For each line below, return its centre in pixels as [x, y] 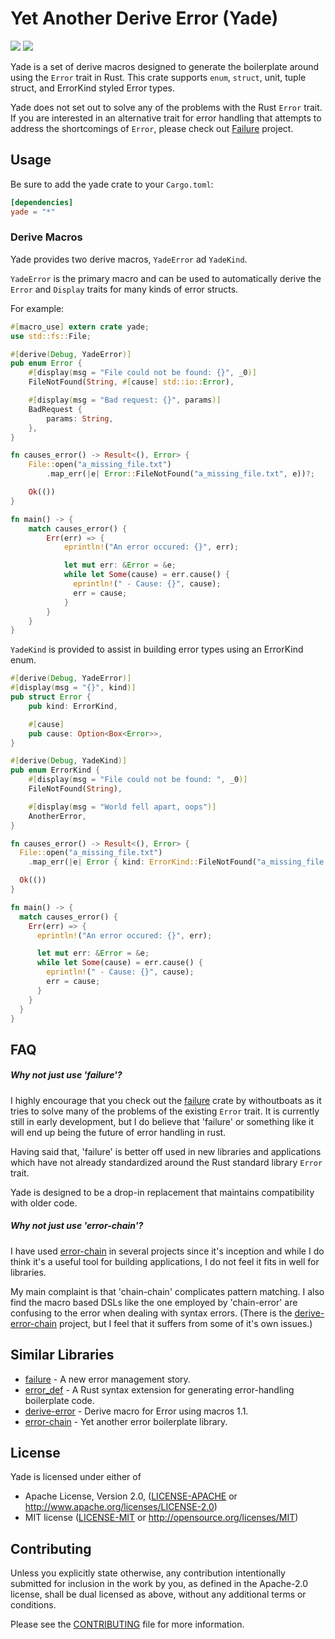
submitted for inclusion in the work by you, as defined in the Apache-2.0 [159, 1584]
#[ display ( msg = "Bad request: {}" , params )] [125, 400]
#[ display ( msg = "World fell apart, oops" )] [122, 807]
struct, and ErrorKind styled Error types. [92, 88]
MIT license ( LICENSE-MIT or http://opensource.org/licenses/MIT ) [161, 1518]
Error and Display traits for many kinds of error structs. [124, 289]
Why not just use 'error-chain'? [77, 1226]
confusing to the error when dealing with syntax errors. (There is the [151, 1313]
